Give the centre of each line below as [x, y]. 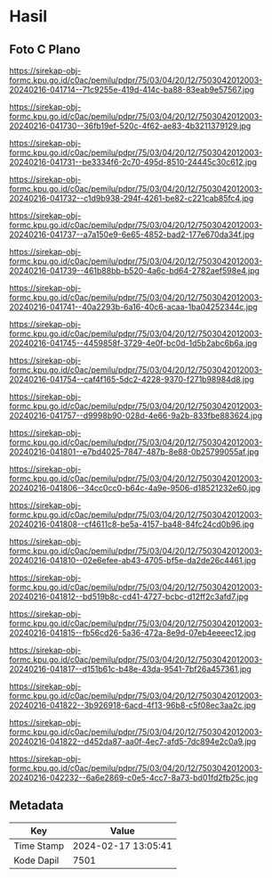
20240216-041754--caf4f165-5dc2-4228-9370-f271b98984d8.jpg [132, 379]
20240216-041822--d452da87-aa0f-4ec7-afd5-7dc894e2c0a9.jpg [133, 741]
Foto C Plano [45, 49]
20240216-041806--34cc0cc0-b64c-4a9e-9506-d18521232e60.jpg [135, 488]
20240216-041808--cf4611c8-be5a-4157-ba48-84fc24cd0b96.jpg [132, 524]
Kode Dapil [36, 860]
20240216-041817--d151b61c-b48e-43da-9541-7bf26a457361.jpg [130, 669]
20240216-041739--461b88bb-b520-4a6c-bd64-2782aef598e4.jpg [135, 271]
